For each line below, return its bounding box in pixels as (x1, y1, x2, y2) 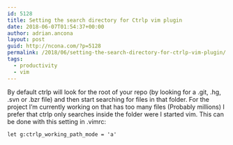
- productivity (13, 62, 58, 69)
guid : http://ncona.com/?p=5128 (7, 43, 101, 49)
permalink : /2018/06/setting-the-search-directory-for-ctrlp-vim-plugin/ (7, 49, 227, 56)
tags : (7, 56, 23, 63)
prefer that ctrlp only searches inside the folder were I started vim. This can (7, 109, 225, 119)
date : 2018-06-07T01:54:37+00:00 (7, 23, 105, 30)
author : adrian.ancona (7, 29, 73, 37)
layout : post (7, 36, 45, 43)
